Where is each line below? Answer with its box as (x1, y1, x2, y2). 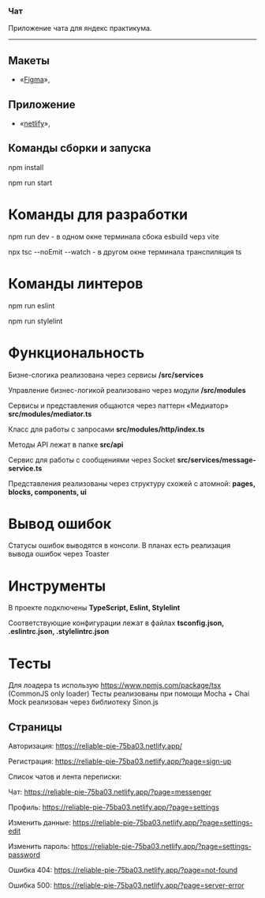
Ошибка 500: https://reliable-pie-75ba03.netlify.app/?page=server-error (8, 881, 244, 890)
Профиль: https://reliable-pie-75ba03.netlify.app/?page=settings (8, 802, 219, 812)
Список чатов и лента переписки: (8, 772, 122, 782)
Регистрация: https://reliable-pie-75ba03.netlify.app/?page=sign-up (8, 757, 232, 766)
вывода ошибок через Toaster (8, 549, 110, 559)
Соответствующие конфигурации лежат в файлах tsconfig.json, (8, 618, 225, 628)
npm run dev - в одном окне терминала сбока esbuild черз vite (8, 232, 219, 241)
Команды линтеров (8, 274, 144, 292)
